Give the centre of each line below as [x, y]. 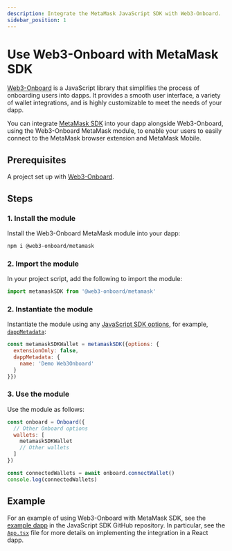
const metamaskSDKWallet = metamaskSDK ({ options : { [83, 344]
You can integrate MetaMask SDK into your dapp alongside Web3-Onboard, [115, 124]
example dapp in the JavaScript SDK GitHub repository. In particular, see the [116, 525]
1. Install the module [42, 218]
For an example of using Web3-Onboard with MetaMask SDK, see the [107, 518]
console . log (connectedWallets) [52, 479]
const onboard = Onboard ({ [46, 422]
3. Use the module [38, 394]
